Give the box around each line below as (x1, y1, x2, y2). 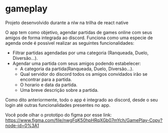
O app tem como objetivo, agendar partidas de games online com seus (5, 29, 152, 35)
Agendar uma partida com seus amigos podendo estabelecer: (12, 60, 141, 66)
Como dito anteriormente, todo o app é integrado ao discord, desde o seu (5, 96, 158, 103)
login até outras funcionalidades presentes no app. (5, 102, 111, 108)
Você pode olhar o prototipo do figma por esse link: (5, 111, 112, 118)
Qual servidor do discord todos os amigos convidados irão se (20, 71, 147, 77)
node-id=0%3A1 (5, 122, 39, 128)
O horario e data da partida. (20, 81, 78, 88)
